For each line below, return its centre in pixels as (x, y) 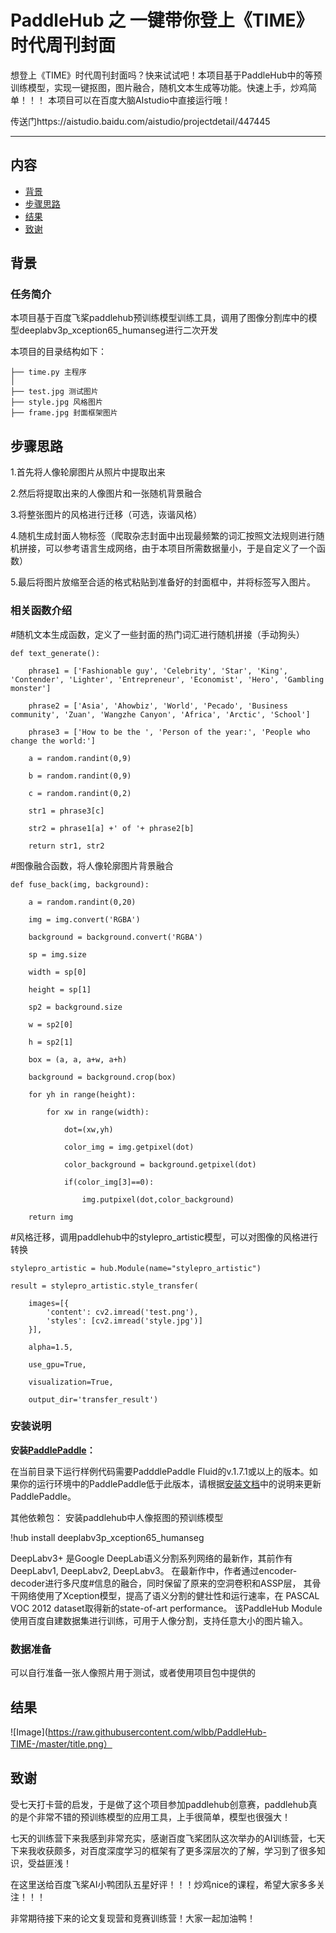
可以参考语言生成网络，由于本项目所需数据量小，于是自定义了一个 (180, 548)
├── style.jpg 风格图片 (56, 402)
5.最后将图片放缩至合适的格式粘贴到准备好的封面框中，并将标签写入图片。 (163, 582)
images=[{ (49, 1303)
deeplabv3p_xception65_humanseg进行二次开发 (118, 330)
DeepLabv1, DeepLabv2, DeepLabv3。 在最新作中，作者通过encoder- (154, 1570)
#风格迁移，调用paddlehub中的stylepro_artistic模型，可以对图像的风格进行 (164, 1237)
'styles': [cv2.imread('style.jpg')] (124, 1321)
